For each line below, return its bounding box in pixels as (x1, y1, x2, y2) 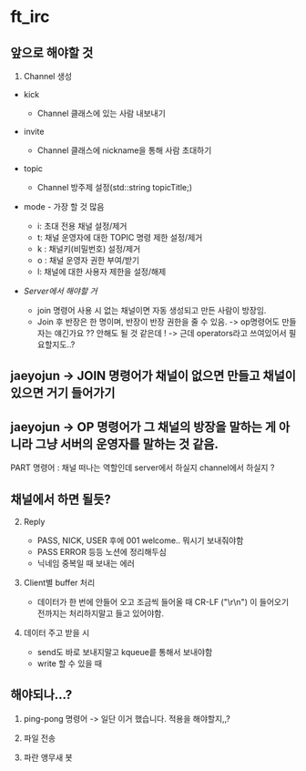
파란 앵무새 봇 (23, 752, 73, 763)
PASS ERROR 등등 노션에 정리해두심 (36, 547, 167, 558)
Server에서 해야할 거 (23, 285, 98, 296)
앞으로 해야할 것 (10, 45, 94, 60)
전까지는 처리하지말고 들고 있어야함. (36, 608, 165, 619)
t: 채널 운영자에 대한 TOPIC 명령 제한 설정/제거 (36, 232, 203, 242)
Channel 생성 (23, 71, 72, 81)
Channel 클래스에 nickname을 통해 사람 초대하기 (36, 145, 212, 156)
